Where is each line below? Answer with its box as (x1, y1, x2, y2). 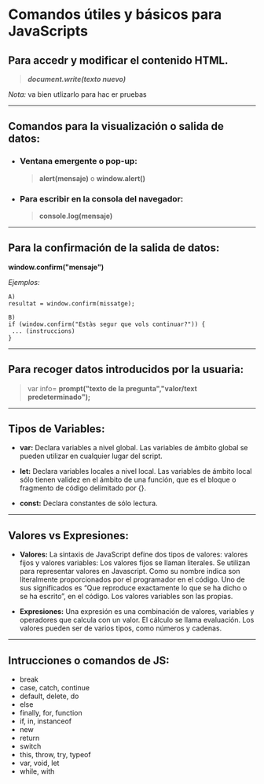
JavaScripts (8, 22, 89, 40)
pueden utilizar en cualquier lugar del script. (19, 451, 163, 461)
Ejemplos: (8, 277, 40, 287)
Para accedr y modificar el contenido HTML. (8, 54, 229, 67)
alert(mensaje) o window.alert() (38, 173, 145, 183)
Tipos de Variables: (8, 423, 105, 435)
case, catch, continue (19, 683, 90, 693)
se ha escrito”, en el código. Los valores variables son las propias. (19, 592, 233, 601)
